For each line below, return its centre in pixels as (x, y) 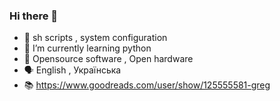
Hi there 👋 (34, 16)
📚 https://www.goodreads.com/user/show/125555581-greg (147, 85)
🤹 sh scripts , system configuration (95, 38)
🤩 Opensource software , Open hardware (108, 59)
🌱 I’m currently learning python (87, 48)
